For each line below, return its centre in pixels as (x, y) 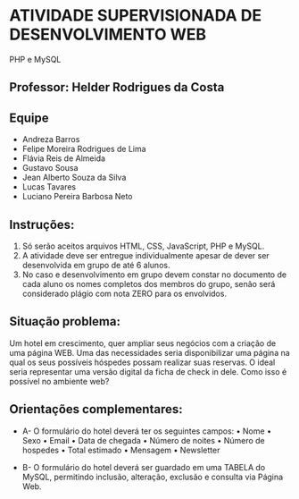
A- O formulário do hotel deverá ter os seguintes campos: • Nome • (147, 431)
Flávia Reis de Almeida (63, 158)
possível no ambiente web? (59, 381)
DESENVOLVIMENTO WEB (108, 34)
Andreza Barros (51, 140)
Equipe (29, 118)
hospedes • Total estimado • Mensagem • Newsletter (121, 450)
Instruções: (42, 224)
